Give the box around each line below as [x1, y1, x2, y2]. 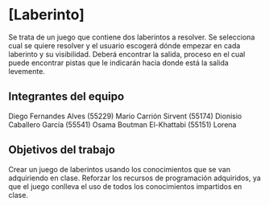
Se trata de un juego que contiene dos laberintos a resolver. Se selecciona [8, 32, 255, 42]
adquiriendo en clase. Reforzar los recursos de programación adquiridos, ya [8, 173, 262, 183]
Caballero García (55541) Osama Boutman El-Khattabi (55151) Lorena [8, 119, 237, 130]
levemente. [8, 66, 46, 76]
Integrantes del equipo [8, 90, 125, 104]
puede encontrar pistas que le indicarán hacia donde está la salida [8, 58, 230, 68]
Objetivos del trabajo [8, 143, 115, 157]
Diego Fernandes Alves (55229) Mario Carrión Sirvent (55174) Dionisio [8, 111, 242, 121]
